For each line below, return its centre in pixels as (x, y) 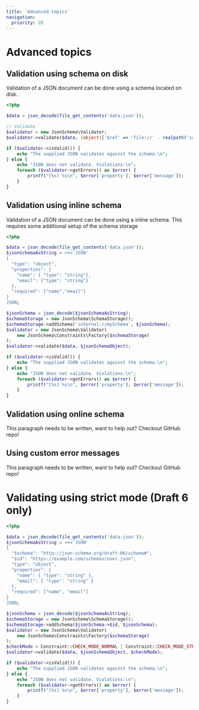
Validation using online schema (65, 414)
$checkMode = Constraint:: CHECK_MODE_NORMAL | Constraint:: (82, 647)
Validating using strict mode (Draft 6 (97, 498)
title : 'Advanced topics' (38, 12)
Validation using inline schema (64, 205)
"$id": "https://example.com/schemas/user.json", (74, 559)
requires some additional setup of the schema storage (72, 226)
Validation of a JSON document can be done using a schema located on (94, 88)
